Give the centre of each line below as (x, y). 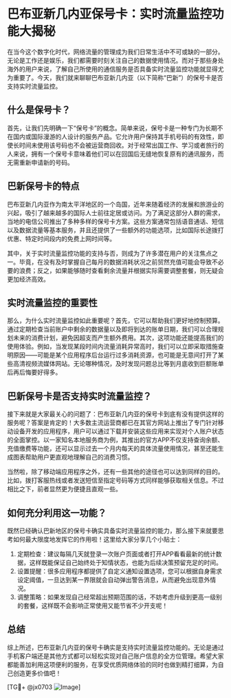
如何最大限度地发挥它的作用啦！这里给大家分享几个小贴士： (97, 539)
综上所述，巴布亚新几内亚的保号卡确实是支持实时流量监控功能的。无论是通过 (115, 647)
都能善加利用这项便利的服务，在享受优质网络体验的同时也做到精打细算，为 (112, 664)
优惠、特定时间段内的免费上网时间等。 (61, 238)
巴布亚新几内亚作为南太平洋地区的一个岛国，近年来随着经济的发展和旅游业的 (115, 204)
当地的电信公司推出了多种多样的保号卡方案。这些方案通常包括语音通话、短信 (115, 221)
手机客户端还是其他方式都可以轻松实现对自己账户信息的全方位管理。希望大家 (115, 656)
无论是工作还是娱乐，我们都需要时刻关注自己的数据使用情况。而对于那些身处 (115, 60)
